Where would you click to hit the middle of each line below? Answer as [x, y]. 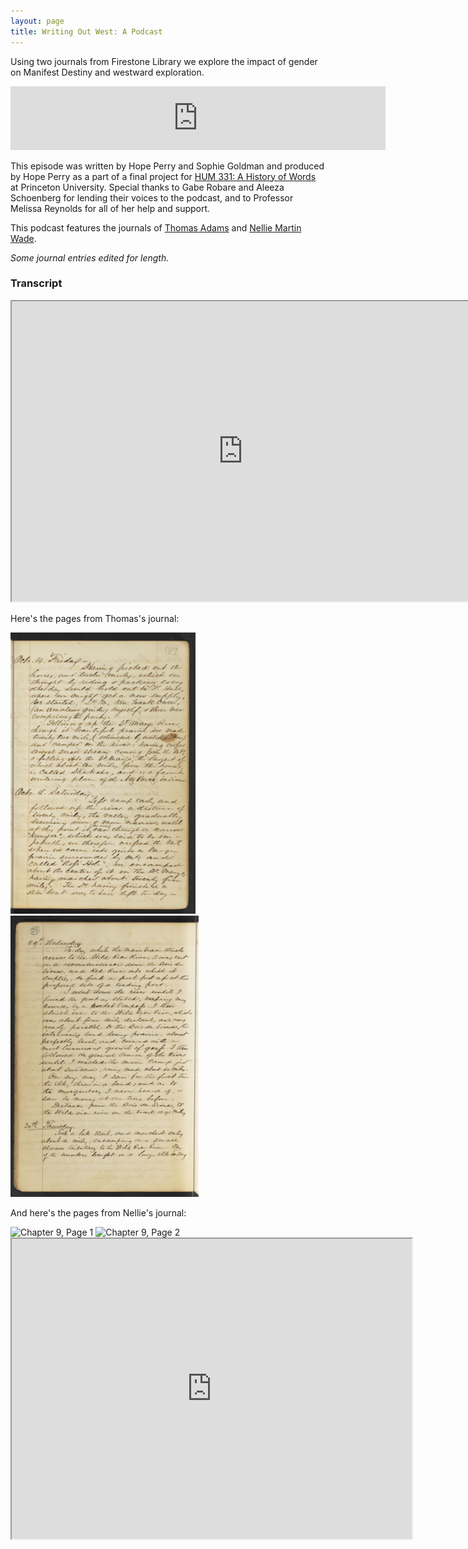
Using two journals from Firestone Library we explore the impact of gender [164, 61]
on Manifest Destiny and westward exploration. [107, 72]
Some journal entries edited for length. [90, 257]
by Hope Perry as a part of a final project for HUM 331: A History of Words [163, 176]
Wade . [23, 238]
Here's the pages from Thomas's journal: [95, 618]
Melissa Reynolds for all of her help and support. [110, 208]
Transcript [36, 283]
